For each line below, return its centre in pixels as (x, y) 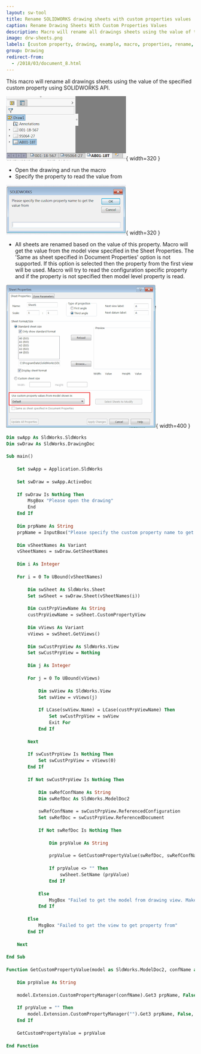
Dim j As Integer (49, 666)
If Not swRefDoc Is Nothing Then (80, 830)
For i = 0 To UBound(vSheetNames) (60, 577)
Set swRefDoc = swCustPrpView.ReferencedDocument (101, 818)
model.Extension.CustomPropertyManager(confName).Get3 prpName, (99, 995)
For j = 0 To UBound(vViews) (64, 678)
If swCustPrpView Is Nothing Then (71, 754)
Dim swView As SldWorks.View (74, 691)
